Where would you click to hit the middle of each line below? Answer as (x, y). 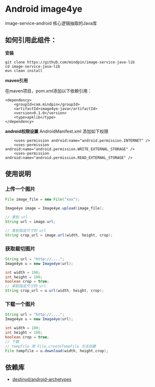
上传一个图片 (20, 189)
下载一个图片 (20, 304)
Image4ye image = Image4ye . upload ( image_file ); (55, 208)
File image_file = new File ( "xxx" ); (42, 199)
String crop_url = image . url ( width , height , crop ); (59, 235)
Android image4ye (44, 9)
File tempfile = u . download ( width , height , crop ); (57, 351)
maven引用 (16, 80)
